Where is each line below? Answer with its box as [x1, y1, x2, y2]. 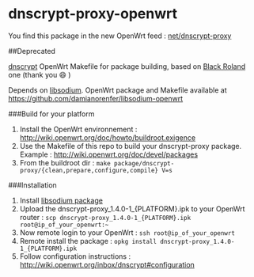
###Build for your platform [8, 108, 95, 119]
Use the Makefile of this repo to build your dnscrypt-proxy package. [19, 141, 242, 150]
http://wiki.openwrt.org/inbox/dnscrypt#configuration [19, 260, 195, 269]
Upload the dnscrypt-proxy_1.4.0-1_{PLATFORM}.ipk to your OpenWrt [19, 203, 245, 214]
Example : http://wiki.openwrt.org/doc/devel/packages [19, 150, 199, 159]
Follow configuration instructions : [19, 251, 131, 261]
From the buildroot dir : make [19, 157, 111, 167]
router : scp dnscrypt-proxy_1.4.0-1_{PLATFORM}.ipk [19, 212, 191, 222]
